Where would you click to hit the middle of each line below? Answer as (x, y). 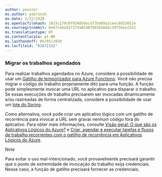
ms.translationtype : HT (29, 32)
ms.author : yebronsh (26, 14)
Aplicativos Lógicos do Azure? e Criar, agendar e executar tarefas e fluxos (80, 129)
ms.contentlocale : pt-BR (30, 37)
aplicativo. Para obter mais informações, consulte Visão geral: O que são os (81, 124)
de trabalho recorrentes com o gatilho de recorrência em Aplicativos (73, 135)
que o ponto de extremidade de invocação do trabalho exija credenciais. (78, 164)
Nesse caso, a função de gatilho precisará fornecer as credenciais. (72, 169)
